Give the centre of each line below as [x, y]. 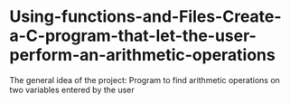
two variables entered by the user [72, 90]
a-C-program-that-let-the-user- [133, 36]
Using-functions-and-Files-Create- [145, 17]
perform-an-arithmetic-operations [142, 55]
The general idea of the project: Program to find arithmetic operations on [145, 80]
